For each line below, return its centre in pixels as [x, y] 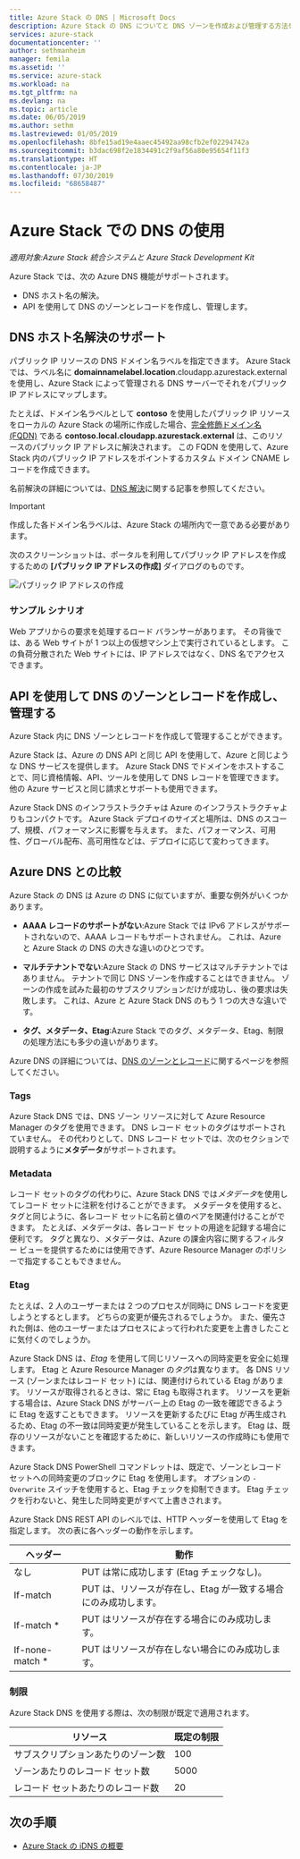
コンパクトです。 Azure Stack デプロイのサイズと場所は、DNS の [144, 819]
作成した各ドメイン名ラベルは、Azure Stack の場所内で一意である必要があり [150, 524]
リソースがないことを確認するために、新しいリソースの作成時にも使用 [154, 1436]
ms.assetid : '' [37, 68]
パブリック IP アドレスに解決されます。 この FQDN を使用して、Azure [160, 446]
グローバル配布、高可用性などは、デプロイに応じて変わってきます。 [149, 841]
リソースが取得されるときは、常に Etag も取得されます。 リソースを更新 [158, 1391]
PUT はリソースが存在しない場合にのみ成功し [177, 1649]
